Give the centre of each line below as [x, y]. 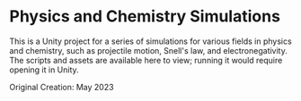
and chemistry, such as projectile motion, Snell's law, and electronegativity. [148, 50]
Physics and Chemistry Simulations [145, 17]
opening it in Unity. [44, 70]
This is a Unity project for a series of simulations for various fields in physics [150, 41]
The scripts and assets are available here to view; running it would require [146, 60]
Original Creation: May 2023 [62, 87]
